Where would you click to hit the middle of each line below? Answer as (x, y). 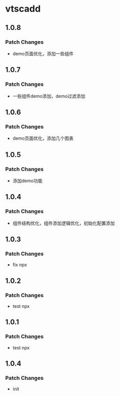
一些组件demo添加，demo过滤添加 (49, 96)
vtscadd (23, 9)
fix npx (20, 265)
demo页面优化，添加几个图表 (43, 138)
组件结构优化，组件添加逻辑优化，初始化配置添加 (64, 223)
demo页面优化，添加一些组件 (43, 53)
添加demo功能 (28, 181)
